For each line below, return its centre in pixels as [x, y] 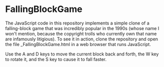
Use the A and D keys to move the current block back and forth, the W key [82, 54]
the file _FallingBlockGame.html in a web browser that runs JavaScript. [78, 44]
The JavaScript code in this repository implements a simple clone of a [77, 23]
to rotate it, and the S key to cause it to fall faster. [56, 59]
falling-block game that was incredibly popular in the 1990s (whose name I [82, 28]
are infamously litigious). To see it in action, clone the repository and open [82, 39]
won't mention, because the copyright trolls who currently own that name [81, 33]
